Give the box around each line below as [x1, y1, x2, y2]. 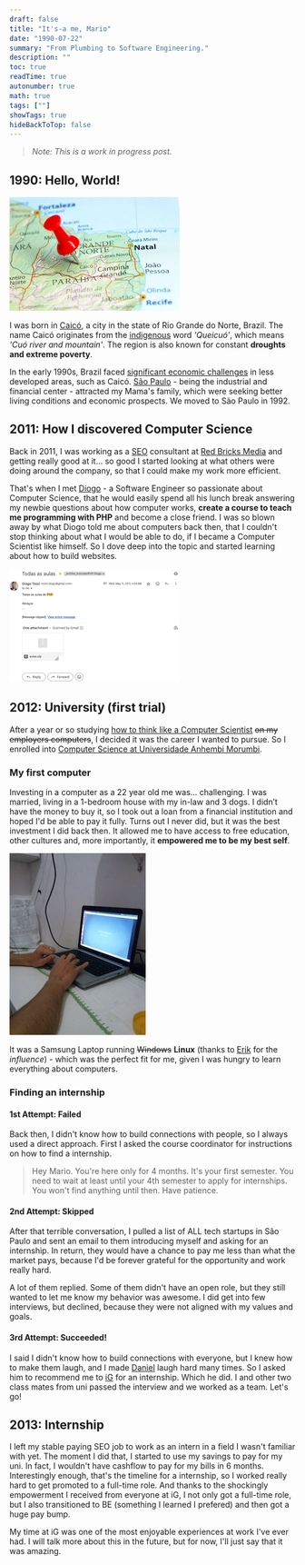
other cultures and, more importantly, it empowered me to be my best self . [9, 834, 290, 845]
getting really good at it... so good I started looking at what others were [9, 455, 275, 466]
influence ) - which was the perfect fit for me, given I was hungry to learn [9, 1053, 281, 1064]
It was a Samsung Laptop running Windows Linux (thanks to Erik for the [9, 1043, 279, 1054]
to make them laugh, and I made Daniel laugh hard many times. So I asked [9, 1361, 286, 1372]
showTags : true [9, 110, 67, 120]
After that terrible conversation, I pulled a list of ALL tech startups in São [9, 1226, 280, 1237]
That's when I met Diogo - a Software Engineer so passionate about [9, 483, 263, 493]
